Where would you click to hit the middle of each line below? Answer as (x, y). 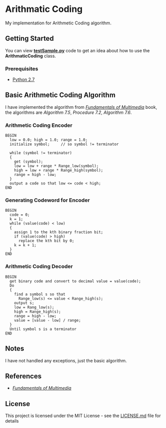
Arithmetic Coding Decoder (39, 266)
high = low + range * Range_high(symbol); (59, 171)
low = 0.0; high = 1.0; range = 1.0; (49, 140)
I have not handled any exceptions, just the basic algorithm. (66, 360)
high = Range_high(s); (38, 312)
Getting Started (30, 39)
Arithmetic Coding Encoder (39, 125)
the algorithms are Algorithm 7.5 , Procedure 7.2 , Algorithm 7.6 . (69, 112)
